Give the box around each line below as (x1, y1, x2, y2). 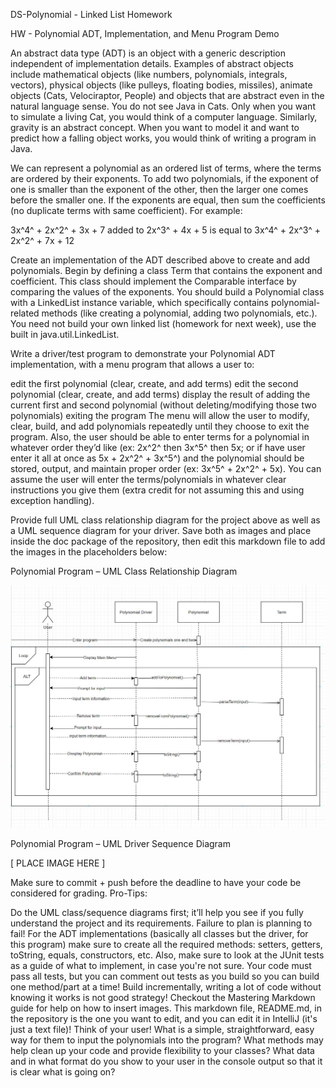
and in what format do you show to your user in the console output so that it (10, 1055, 323, 1068)
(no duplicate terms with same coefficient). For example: (10, 205, 243, 216)
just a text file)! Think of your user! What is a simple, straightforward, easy (10, 1024, 315, 1036)
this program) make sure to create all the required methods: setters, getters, (10, 939, 323, 951)
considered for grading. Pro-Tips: (10, 887, 148, 899)
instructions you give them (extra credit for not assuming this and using (10, 484, 305, 496)
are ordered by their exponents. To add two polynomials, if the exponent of (10, 173, 320, 184)
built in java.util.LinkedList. (10, 329, 120, 340)
